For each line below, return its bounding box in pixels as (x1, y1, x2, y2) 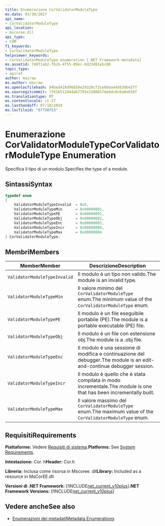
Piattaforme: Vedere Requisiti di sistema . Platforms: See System (5, 444, 136, 450)
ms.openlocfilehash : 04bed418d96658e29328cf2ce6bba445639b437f (5, 84, 137, 90)
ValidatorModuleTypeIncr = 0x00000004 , (14, 225, 105, 230)
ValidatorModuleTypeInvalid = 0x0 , (14, 202, 89, 207)
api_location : (5, 26, 34, 30)
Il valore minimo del (78, 285, 123, 292)
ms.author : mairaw (5, 80, 43, 85)
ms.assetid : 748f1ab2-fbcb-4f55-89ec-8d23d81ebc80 (5, 62, 111, 67)
